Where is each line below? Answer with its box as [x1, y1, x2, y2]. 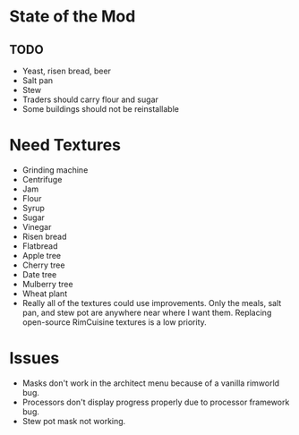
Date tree [21, 269, 57, 279]
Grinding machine [21, 164, 89, 175]
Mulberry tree [21, 278, 73, 289]
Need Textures [9, 135, 122, 156]
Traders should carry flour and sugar [21, 94, 159, 105]
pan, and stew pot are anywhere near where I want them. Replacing [21, 307, 272, 318]
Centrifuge [21, 174, 63, 184]
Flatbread [21, 240, 58, 252]
